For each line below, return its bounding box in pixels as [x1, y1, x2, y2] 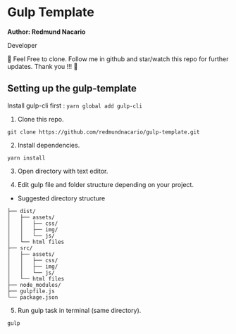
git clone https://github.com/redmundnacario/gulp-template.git [7, 128, 200, 136]
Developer [7, 41, 37, 49]
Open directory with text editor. [17, 167, 108, 175]
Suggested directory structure [17, 194, 106, 203]
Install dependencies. [17, 141, 80, 149]
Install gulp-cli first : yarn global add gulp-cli [7, 101, 143, 110]
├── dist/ [7, 207, 37, 214]
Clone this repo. [17, 115, 64, 123]
